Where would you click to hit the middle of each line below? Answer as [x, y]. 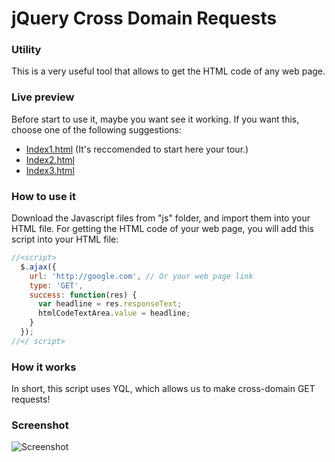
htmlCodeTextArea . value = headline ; [114, 313]
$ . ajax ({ [38, 267]
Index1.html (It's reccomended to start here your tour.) [137, 149]
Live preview [43, 97]
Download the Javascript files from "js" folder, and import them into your [161, 218]
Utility [26, 50]
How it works [44, 367]
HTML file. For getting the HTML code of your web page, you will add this [162, 229]
